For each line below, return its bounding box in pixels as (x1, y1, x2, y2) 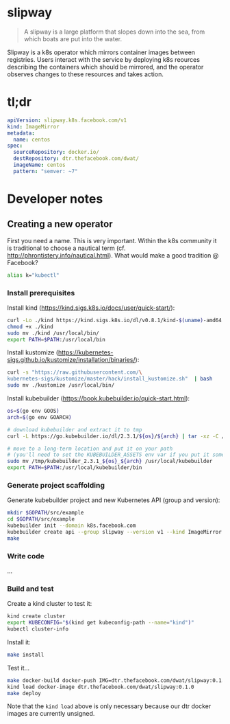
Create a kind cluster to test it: (7, 600, 92, 608)
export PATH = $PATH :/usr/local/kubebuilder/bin (7, 464, 142, 471)
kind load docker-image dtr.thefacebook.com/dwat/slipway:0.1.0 (7, 683, 194, 690)
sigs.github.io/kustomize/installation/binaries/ (7, 356, 136, 364)
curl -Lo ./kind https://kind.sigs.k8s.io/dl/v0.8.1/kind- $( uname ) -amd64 (7, 317, 222, 324)
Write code (7, 551, 44, 561)
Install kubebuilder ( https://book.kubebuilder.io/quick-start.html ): (7, 394, 190, 403)
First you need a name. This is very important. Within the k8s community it (7, 236, 217, 245)
